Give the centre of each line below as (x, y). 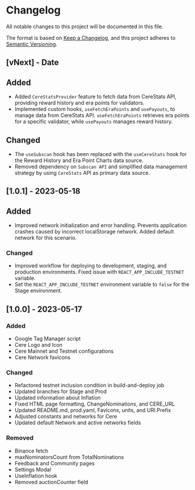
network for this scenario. (46, 238)
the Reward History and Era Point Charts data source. (79, 160)
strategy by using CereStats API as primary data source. (82, 173)
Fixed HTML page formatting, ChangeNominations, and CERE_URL (95, 404)
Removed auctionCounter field (51, 482)
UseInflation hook (36, 475)
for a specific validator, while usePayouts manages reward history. (94, 121)
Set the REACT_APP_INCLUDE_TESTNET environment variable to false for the (102, 285)
